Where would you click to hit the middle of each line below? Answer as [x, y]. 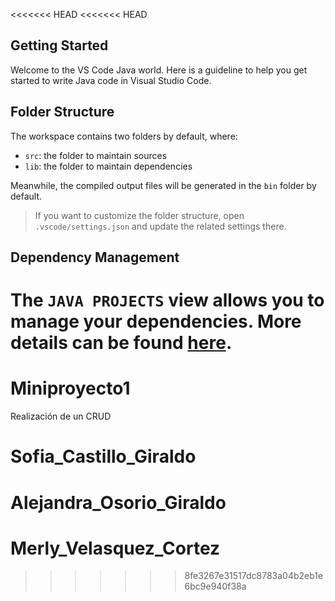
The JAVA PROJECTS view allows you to [167, 300]
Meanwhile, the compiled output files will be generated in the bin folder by [163, 185]
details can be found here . [121, 343]
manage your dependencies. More [156, 321]
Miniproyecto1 [70, 388]
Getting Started [59, 45]
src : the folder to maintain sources [96, 155]
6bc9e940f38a [215, 586]
